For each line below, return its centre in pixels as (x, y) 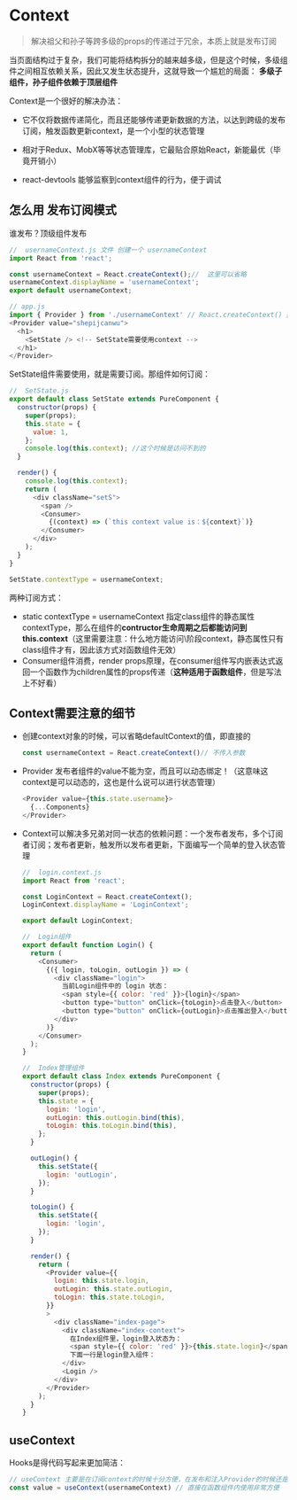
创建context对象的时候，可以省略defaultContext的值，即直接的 (136, 736)
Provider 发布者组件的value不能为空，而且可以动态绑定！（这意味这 (145, 771)
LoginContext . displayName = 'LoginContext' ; (105, 905)
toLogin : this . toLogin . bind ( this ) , (111, 1126)
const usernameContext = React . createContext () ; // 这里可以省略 (128, 274)
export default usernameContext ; (71, 291)
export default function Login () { (88, 945)
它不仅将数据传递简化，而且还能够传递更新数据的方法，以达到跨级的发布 (153, 120)
